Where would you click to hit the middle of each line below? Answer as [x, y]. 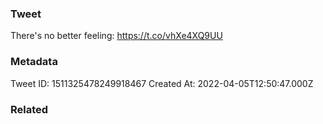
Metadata [34, 62]
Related [29, 109]
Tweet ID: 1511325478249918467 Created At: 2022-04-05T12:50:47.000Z [162, 83]
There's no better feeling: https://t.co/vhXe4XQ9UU [116, 36]
